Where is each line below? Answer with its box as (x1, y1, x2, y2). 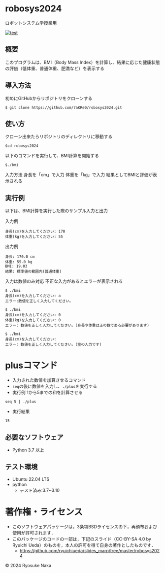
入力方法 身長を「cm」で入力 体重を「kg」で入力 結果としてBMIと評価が (5, 172, 153, 178)
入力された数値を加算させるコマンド (12, 377, 86, 383)
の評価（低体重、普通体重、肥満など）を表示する (5, 65, 104, 71)
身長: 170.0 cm (5, 254, 35, 259)
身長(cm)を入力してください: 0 (5, 312, 61, 318)
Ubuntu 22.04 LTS (12, 476, 50, 482)
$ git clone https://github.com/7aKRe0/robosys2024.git (5, 105, 122, 110)
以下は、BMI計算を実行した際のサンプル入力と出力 (5, 208, 108, 214)
